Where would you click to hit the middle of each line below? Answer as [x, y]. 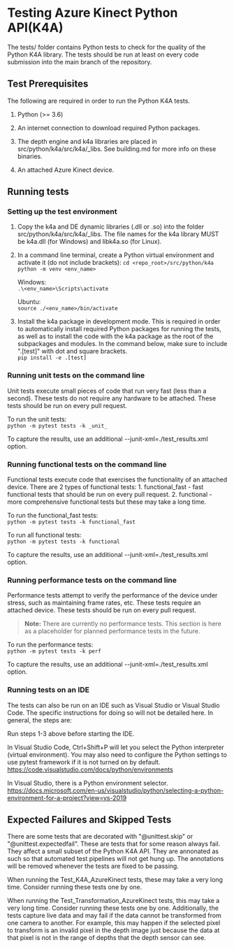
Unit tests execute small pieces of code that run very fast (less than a [107, 391]
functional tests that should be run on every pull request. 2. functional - [110, 495]
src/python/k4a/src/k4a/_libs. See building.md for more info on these [117, 149]
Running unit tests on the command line [76, 375]
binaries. [30, 156]
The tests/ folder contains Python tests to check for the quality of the [107, 47]
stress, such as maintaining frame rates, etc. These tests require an [104, 603]
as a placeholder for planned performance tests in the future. [112, 631]
